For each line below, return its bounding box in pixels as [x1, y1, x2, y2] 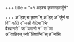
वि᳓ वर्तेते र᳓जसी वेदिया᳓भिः [5, 20, 48, 26]
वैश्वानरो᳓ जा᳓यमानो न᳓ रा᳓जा [5, 26, 53, 32]
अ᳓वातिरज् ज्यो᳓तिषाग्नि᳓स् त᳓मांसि [5, 31, 61, 37]
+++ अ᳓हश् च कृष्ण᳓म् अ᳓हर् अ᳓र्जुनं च [5, 15, 69, 20]
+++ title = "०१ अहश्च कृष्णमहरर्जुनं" [5, 5, 68, 10]
